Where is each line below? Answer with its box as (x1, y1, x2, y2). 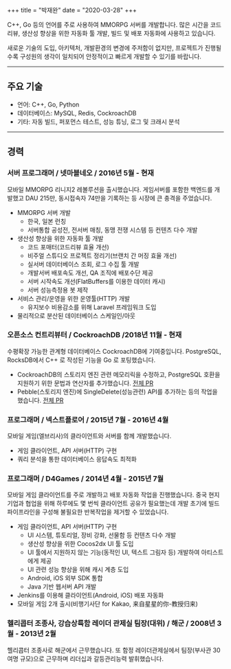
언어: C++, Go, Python (16, 100, 80, 109)
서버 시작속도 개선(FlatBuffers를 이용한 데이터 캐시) (27, 277, 166, 285)
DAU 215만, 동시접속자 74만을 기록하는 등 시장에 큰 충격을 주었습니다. (25, 194, 212, 202)
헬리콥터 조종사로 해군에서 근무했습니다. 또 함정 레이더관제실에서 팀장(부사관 (7, 646, 212, 654)
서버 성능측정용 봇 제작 (27, 286, 89, 294)
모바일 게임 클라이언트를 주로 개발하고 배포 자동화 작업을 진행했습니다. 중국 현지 (7, 490, 220, 499)
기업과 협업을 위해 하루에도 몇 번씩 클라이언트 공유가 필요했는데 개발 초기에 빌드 (7, 499, 220, 508)
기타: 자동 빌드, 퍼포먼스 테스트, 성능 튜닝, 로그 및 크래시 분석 (16, 117, 180, 126)
